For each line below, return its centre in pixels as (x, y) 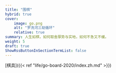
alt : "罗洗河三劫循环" (35, 28)
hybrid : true (18, 14)
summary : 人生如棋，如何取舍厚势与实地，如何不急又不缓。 (57, 37)
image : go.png (28, 23)
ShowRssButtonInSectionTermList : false (46, 50)
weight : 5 (15, 42)
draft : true (17, 46)
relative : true (29, 32)
